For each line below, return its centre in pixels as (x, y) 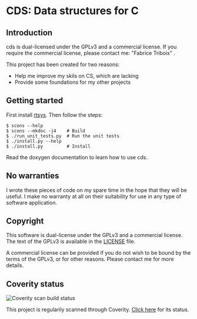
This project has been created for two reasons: (63, 64)
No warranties (33, 176)
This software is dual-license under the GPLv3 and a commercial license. (94, 235)
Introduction (29, 33)
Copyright (25, 221)
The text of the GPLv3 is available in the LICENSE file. (71, 241)
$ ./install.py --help (34, 141)
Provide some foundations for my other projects (73, 82)
